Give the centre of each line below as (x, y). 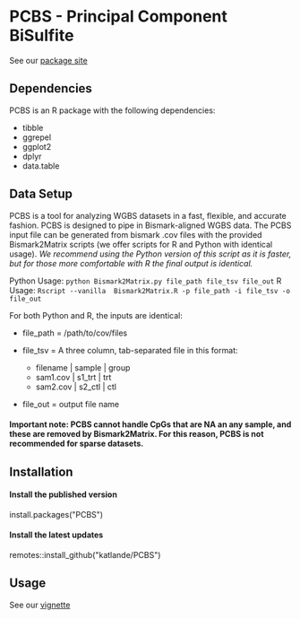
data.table (41, 166)
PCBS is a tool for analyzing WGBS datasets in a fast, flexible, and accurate (148, 215)
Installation (41, 471)
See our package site (48, 60)
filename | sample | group (83, 367)
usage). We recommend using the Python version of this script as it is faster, (150, 254)
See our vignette (40, 605)
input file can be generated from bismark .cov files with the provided (136, 234)
